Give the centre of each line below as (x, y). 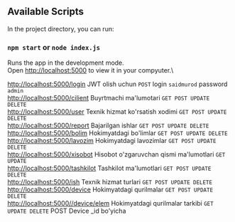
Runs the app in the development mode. (66, 63)
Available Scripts (45, 12)
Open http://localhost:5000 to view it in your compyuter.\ (91, 70)
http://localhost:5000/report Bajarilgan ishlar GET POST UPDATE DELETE (108, 126)
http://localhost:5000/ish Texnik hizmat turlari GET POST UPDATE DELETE (110, 182)
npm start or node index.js (54, 47)
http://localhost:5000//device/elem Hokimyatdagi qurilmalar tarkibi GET (111, 203)
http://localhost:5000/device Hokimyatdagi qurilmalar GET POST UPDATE (110, 190)
